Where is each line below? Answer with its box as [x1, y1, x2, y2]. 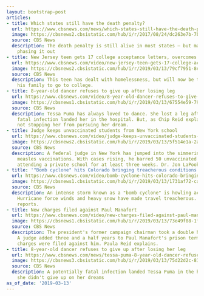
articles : [6, 15, 32, 21]
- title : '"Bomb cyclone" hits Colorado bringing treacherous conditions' [6, 167, 200, 173]
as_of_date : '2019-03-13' [6, 280, 72, 286]
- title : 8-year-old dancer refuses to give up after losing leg [6, 88, 175, 94]
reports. [17, 201, 39, 207]
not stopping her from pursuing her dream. [17, 122, 129, 128]
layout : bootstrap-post [6, 9, 67, 15]
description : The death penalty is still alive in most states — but [12, 43, 191, 49]
